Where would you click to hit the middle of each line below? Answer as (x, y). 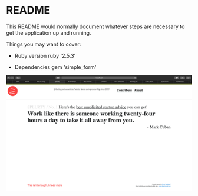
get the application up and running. (49, 32)
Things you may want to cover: (44, 44)
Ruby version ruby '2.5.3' (45, 55)
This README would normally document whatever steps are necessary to (95, 26)
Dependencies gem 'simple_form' (55, 67)
